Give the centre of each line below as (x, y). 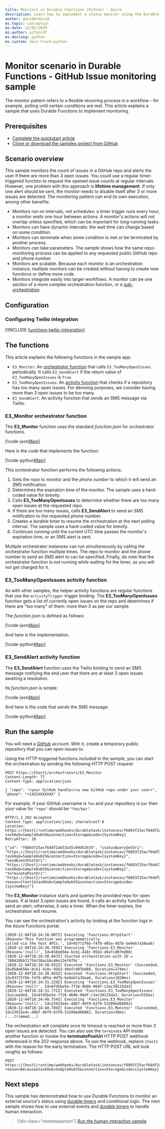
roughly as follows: (24, 1051)
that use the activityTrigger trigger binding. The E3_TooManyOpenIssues (81, 596)
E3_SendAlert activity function (42, 657)
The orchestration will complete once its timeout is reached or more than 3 (81, 1025)
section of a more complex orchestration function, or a (67, 284)
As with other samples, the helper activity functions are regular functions (79, 591)
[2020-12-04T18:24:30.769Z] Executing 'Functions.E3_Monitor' (70, 948)
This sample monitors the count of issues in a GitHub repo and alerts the (78, 170)
